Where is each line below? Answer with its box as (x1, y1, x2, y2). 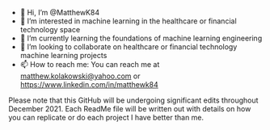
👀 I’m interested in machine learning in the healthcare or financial (19, 16, 237, 26)
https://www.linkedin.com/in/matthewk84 (19, 80, 159, 89)
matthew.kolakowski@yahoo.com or (19, 71, 141, 81)
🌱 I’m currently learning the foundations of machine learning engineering (19, 33, 263, 43)
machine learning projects (19, 51, 108, 60)
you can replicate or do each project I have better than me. (8, 113, 205, 122)
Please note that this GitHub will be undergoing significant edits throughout (8, 95, 259, 105)
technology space (19, 25, 81, 34)
